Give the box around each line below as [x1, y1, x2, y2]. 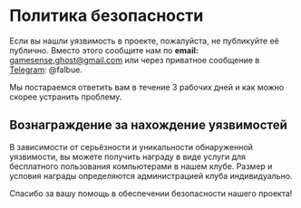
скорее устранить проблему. [9, 91, 122, 102]
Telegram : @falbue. [9, 64, 83, 75]
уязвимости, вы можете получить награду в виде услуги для [9, 151, 247, 162]
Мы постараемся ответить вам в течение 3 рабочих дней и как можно [9, 81, 285, 92]
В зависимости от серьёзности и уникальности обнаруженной [9, 141, 254, 152]
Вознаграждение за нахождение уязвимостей [9, 118, 288, 133]
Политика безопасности [9, 5, 204, 26]
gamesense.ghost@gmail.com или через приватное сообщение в [9, 54, 260, 65]
